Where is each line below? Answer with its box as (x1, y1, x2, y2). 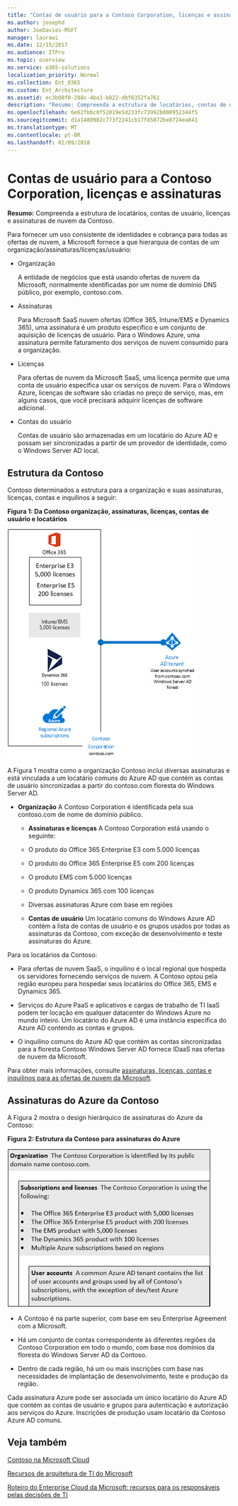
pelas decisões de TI (7, 1490, 69, 1499)
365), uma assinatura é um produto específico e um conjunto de (17, 324, 205, 332)
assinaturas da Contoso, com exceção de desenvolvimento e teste (28, 929, 223, 938)
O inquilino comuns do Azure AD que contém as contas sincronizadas (17, 1037, 222, 1046)
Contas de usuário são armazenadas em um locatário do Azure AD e (17, 431, 218, 440)
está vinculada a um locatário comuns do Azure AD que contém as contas (7, 774, 224, 782)
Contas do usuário (17, 417, 72, 426)
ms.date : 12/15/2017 (7, 41, 69, 49)
